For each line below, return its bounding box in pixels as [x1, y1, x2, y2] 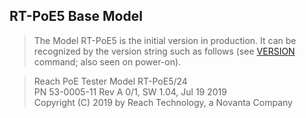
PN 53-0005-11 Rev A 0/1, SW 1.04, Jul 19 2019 [33, 85, 227, 98]
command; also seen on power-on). [33, 55, 182, 68]
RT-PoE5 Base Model [9, 8, 143, 25]
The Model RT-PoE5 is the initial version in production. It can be [33, 34, 297, 46]
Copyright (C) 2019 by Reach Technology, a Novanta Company [33, 96, 293, 108]
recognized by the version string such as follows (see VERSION [33, 45, 296, 57]
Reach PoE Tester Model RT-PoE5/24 [33, 75, 188, 87]
